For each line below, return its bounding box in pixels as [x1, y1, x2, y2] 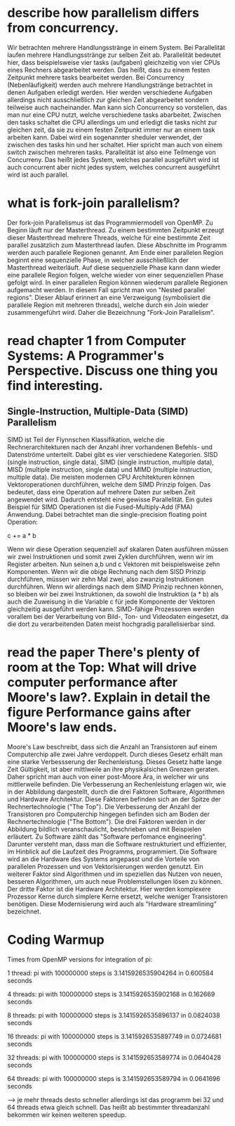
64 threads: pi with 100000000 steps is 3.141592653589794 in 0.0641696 [7, 1074, 221, 1082]
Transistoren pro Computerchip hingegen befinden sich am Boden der [7, 810, 210, 818]
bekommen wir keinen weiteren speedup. [7, 1111, 127, 1119]
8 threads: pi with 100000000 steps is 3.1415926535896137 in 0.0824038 [7, 1011, 220, 1019]
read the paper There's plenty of [7, 644, 201, 661]
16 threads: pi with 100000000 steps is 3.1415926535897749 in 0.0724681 [7, 1032, 222, 1040]
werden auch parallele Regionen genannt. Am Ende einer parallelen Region [7, 248, 224, 256]
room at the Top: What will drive [7, 660, 197, 675]
